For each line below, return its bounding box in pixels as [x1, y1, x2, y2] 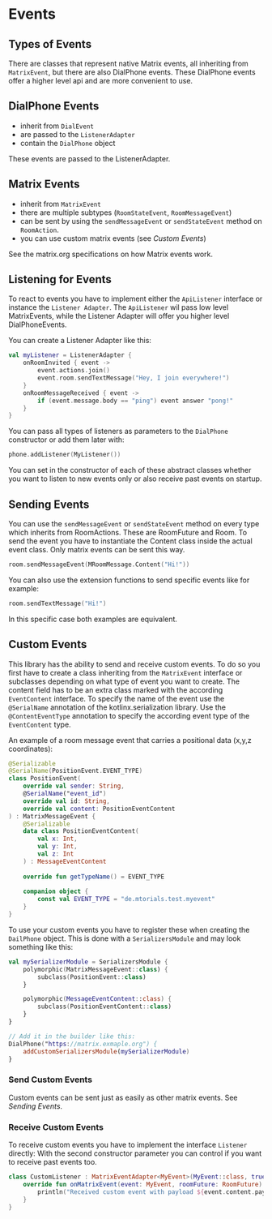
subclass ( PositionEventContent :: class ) [37, 1002, 172, 1011]
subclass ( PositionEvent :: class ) [37, 972, 147, 981]
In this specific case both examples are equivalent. [8, 614, 178, 624]
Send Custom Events [8, 1074, 93, 1085]
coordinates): [8, 744, 53, 753]
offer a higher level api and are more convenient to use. [8, 76, 193, 85]
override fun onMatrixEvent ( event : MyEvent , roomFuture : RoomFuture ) [23, 1180, 263, 1188]
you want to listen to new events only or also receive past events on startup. [8, 474, 262, 483]
